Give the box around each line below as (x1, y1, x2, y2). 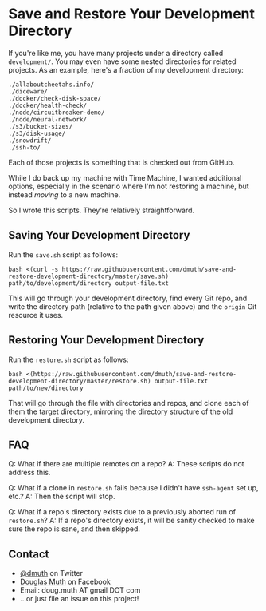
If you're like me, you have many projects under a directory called (8, 48, 224, 58)
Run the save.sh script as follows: (8, 249, 118, 260)
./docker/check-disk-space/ (8, 94, 102, 102)
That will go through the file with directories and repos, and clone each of (8, 398, 249, 407)
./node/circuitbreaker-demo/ (8, 109, 105, 117)
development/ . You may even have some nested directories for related (8, 57, 237, 66)
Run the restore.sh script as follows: (8, 355, 129, 364)
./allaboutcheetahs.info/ (8, 81, 94, 89)
